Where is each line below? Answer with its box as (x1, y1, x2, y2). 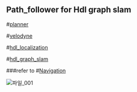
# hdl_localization (6, 44, 48, 51)
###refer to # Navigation (6, 67, 66, 74)
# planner (6, 20, 29, 27)
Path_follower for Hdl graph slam (6, 5, 132, 15)
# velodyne (6, 32, 33, 39)
